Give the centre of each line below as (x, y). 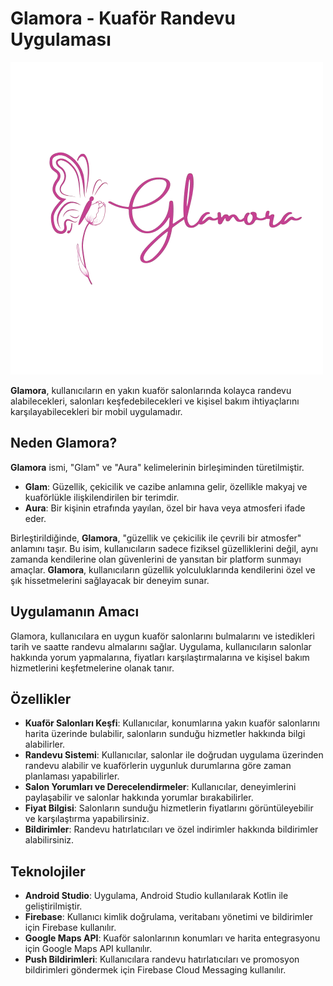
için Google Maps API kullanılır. (88, 949)
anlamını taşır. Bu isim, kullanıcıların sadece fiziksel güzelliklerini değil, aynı (164, 548)
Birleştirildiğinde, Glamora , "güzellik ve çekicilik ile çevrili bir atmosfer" (156, 538)
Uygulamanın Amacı (75, 612)
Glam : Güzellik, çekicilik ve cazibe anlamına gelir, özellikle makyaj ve (166, 486)
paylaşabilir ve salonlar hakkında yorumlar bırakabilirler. (139, 798)
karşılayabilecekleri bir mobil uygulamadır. (96, 411)
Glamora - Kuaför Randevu (123, 18)
